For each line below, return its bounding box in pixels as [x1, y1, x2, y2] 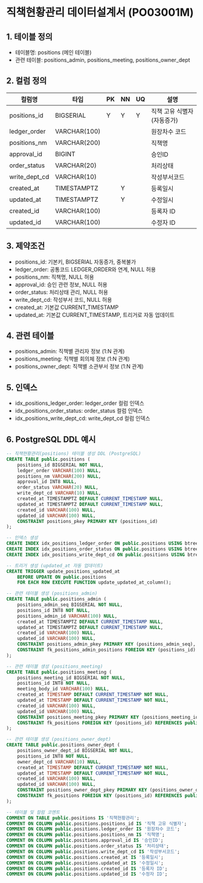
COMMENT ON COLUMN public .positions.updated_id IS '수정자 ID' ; [6, 871, 168, 878]
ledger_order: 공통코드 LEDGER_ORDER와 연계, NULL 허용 [14, 265, 156, 273]
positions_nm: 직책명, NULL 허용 [14, 273, 95, 281]
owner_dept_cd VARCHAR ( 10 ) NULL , [17, 759, 101, 765]
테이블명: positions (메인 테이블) [14, 49, 92, 56]
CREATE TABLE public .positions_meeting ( [6, 669, 112, 675]
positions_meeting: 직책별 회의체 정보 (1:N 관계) [14, 355, 130, 362]
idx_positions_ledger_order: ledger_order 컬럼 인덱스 [14, 399, 145, 407]
